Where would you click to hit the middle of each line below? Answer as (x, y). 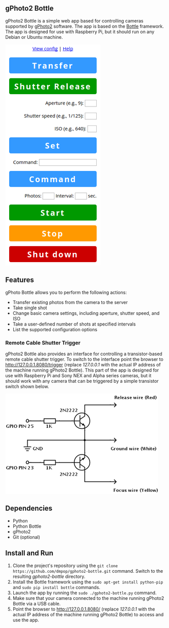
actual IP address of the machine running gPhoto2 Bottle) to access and (88, 614)
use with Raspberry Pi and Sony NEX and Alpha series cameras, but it (78, 375)
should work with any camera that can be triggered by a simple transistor (82, 381)
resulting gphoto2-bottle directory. (49, 576)
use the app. (26, 620)
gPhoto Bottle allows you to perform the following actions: (66, 292)
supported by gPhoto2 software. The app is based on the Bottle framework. (84, 26)
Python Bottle (27, 526)
